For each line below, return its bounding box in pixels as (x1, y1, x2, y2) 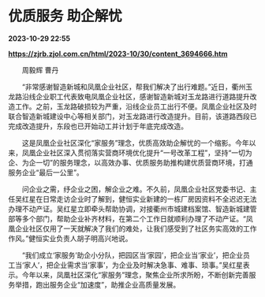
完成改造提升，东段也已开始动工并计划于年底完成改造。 (8, 121, 188, 131)
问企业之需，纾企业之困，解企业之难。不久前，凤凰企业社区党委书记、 (21, 184, 250, 194)
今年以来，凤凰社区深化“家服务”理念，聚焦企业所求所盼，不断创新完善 (21, 269, 250, 280)
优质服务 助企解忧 (8, 7, 122, 25)
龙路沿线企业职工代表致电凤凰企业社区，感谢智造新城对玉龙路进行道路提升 (8, 91, 250, 101)
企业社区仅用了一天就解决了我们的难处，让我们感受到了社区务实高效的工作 (14, 224, 257, 233)
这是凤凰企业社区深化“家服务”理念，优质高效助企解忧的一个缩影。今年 (21, 138, 250, 147)
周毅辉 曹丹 (21, 65, 59, 75)
